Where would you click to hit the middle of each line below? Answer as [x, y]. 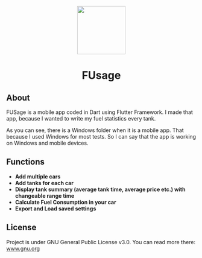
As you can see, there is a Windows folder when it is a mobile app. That [95, 130]
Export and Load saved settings [55, 209]
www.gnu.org [23, 248]
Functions [26, 162]
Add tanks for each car [44, 183]
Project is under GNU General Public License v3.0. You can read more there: [101, 242]
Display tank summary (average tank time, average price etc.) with [100, 189]
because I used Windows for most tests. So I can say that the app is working [101, 137]
